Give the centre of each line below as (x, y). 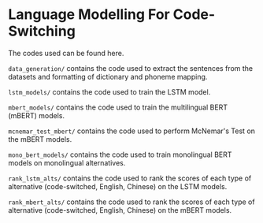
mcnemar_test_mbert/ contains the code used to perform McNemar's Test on (132, 131)
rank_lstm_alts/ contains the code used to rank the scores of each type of (130, 178)
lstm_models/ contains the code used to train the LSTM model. (109, 91)
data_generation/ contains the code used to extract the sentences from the (131, 68)
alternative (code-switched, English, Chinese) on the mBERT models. (120, 210)
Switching (42, 31)
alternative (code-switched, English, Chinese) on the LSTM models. (118, 186)
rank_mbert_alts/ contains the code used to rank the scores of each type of (131, 202)
